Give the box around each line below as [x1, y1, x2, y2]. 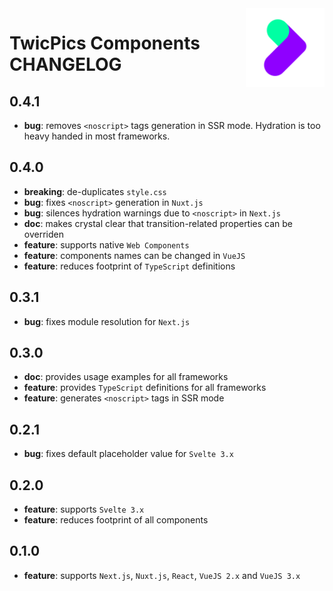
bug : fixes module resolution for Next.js [23, 315, 191, 327]
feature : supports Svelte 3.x [23, 503, 145, 516]
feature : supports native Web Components [23, 238, 190, 251]
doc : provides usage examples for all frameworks [23, 371, 229, 383]
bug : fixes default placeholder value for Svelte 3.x [23, 448, 234, 460]
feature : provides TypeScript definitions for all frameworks [23, 382, 267, 394]
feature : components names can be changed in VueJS [23, 249, 246, 261]
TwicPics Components [9, 32, 201, 55]
